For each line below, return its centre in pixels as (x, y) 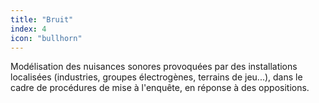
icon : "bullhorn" (46, 38)
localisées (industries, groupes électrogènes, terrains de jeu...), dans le (156, 77)
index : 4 (28, 29)
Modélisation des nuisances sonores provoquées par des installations (154, 67)
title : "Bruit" (42, 19)
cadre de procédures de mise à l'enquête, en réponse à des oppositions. (160, 88)
